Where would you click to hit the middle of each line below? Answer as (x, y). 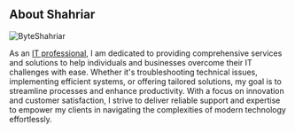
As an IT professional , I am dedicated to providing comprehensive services (146, 53)
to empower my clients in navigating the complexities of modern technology (147, 109)
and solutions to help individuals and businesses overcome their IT (131, 62)
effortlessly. (31, 119)
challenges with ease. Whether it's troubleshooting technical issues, (134, 72)
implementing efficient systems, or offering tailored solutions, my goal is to (145, 81)
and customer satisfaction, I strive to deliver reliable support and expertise (145, 100)
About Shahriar (52, 15)
